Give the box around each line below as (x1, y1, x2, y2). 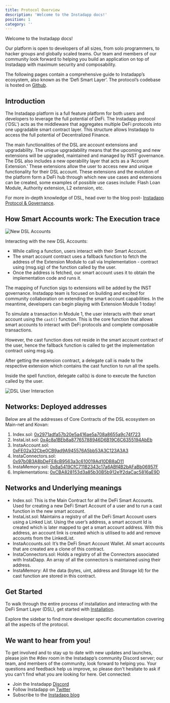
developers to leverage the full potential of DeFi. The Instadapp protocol (5, 116, 155, 122)
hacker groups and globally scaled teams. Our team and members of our (5, 51, 157, 57)
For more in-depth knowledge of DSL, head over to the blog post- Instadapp (5, 195, 164, 201)
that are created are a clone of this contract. (12, 546, 105, 552)
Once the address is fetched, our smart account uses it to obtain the (12, 270, 155, 276)
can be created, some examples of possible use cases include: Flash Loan (5, 180, 160, 186)
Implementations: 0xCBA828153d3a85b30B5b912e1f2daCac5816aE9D (12, 469, 160, 475)
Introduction (5, 97, 46, 106)
